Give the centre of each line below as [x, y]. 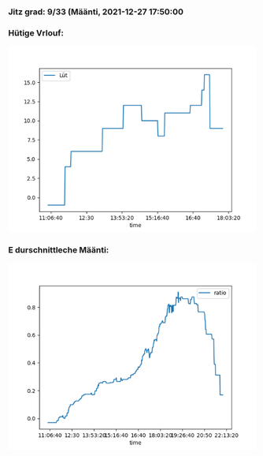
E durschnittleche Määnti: [59, 250]
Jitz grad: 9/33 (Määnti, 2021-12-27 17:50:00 [96, 12]
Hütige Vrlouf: [36, 32]
